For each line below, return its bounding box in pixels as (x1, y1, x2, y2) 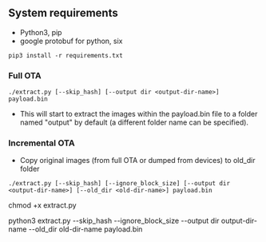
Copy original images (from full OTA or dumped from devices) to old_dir (19, 156, 256, 165)
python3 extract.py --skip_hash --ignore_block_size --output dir (8, 216, 220, 226)
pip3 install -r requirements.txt (8, 51, 124, 59)
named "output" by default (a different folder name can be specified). (19, 117, 249, 127)
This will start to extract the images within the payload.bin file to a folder (19, 109, 258, 119)
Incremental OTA (8, 137, 75, 149)
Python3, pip (19, 27, 62, 37)
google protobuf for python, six (19, 36, 123, 46)
